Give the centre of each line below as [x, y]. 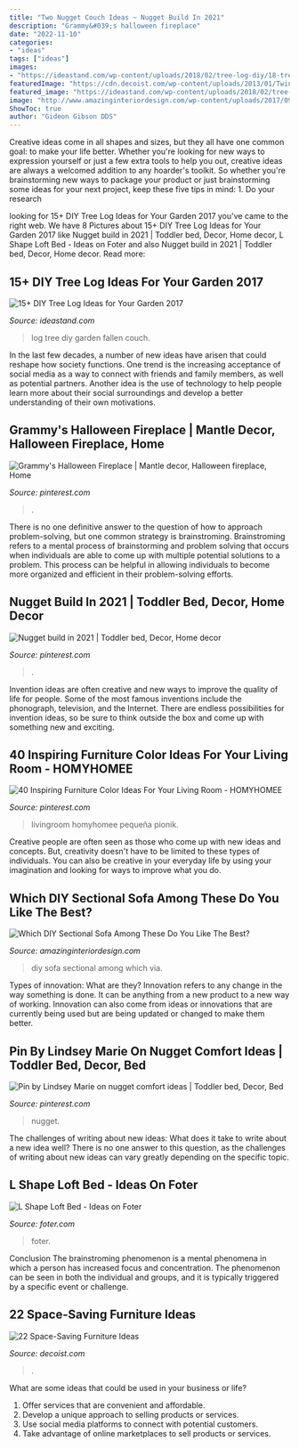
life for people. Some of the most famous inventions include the [125, 699]
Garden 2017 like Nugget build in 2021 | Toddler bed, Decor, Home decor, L [147, 235]
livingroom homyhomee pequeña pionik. [105, 825]
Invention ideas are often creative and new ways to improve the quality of [144, 689]
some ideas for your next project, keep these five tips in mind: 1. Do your [142, 190]
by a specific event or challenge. [69, 1286]
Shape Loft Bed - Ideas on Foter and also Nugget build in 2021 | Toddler [141, 245]
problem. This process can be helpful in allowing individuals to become [140, 564]
